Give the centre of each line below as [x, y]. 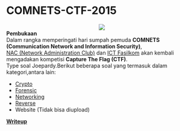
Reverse [25, 103]
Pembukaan [22, 33]
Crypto [24, 84]
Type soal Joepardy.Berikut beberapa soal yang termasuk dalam [87, 65]
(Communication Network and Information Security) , [74, 46]
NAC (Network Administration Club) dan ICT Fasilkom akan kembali [90, 53]
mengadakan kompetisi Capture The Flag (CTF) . [67, 59]
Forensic [26, 90]
